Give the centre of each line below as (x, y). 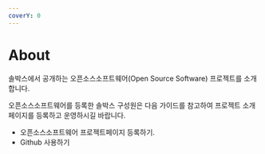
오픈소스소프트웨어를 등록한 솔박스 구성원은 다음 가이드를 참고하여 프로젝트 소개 (132, 105)
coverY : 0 (25, 16)
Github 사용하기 (45, 142)
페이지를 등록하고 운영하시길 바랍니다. (67, 115)
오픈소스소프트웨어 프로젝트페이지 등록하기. (87, 132)
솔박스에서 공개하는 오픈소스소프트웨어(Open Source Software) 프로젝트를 (125, 78)
